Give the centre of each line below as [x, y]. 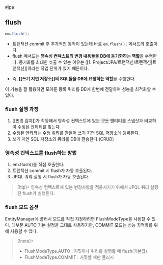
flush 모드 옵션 [22, 207]
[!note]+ [25, 241]
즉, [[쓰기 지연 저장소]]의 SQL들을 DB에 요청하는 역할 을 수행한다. [74, 78]
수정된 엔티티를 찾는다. [39, 126]
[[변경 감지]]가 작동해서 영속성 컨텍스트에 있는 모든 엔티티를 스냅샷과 [78, 120]
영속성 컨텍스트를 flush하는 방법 [41, 153]
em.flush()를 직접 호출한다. [38, 165]
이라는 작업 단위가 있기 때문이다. [58, 68]
